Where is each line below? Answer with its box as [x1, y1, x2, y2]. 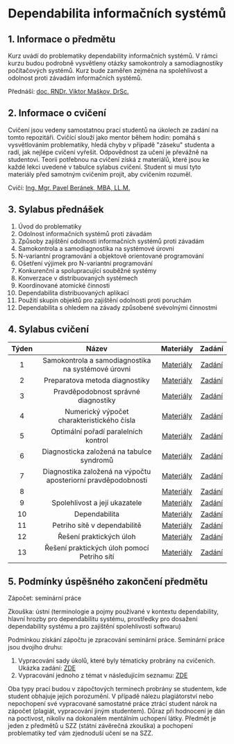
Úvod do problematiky [17, 222, 82, 231]
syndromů [80, 456, 114, 465]
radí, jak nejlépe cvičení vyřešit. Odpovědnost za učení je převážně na [8, 148, 208, 156]
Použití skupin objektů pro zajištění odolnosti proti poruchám [17, 296, 192, 304]
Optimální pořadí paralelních [51, 427, 143, 436]
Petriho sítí [79, 552, 115, 561]
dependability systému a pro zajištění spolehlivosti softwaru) [8, 622, 181, 631]
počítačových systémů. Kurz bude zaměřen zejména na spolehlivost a [8, 67, 208, 74]
